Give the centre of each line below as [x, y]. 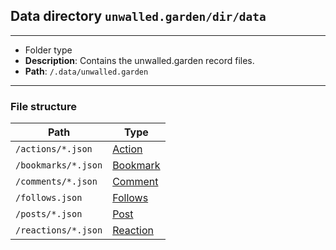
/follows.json [49, 198]
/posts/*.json [49, 214]
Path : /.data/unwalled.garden [86, 71]
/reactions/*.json [59, 230]
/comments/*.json [56, 182]
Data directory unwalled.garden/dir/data [138, 16]
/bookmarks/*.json [59, 165]
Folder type [48, 50]
